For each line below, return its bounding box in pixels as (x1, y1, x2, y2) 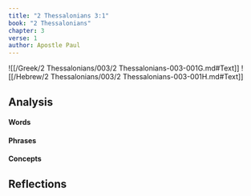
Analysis (8, 95, 54, 109)
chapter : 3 (8, 26, 45, 34)
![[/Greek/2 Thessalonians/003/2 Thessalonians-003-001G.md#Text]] (8, 63, 240, 73)
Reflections (8, 177, 67, 190)
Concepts (8, 154, 42, 164)
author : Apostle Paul (8, 42, 81, 50)
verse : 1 (8, 34, 38, 42)
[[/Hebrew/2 (8, 72, 50, 82)
